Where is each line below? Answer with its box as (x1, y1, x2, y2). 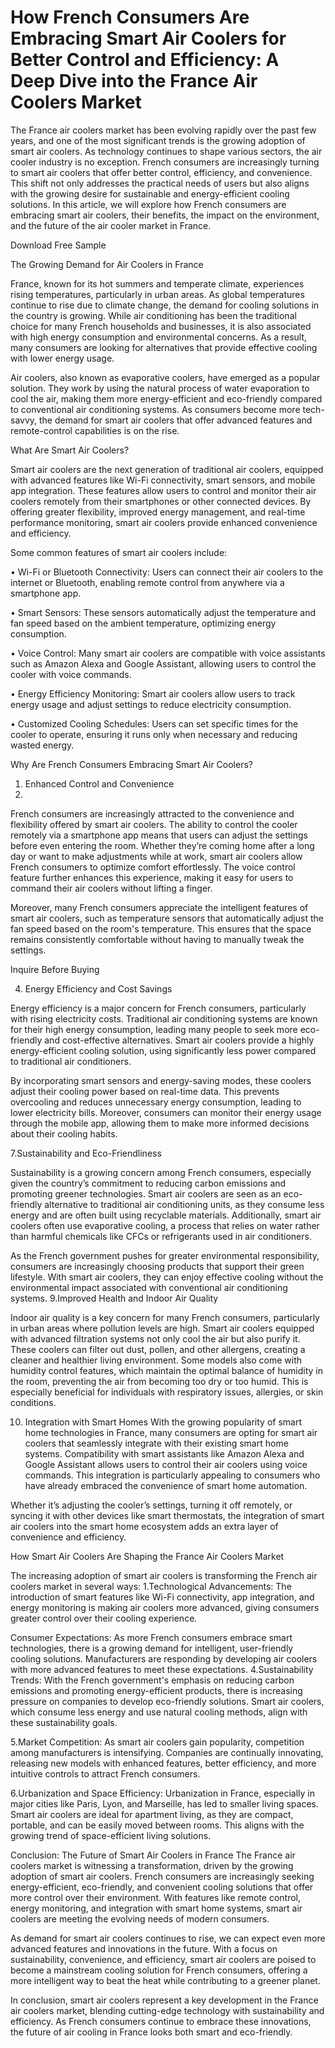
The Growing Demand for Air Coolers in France (10, 258, 204, 270)
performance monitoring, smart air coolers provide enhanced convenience (10, 516, 318, 528)
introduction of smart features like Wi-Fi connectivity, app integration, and (10, 1591, 315, 1603)
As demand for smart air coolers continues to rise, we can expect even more (10, 1932, 326, 1944)
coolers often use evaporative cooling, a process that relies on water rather (10, 1219, 320, 1231)
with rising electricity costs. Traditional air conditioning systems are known (10, 1012, 318, 1025)
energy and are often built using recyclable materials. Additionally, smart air (10, 1209, 322, 1221)
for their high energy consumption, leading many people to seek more (10, 1023, 298, 1035)
